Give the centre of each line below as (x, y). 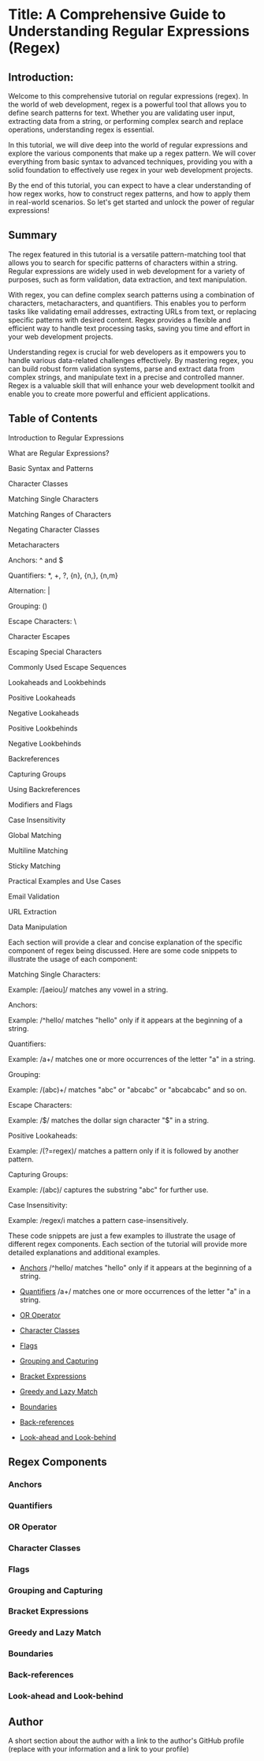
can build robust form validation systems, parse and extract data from (121, 368)
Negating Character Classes (54, 529)
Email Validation (34, 896)
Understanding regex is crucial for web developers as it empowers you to (127, 352)
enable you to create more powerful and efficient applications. (109, 394)
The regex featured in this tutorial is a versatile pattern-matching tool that (127, 254)
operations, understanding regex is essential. (82, 129)
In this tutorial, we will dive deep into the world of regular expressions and (128, 145)
